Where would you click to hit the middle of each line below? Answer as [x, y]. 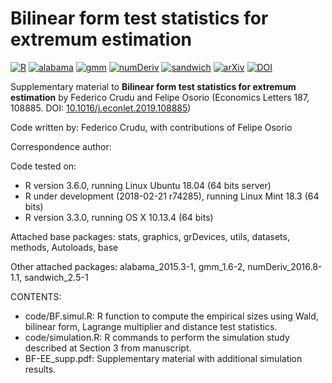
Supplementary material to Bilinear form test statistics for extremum [153, 86]
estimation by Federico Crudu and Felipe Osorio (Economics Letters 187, [160, 97]
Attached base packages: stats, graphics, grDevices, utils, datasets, [150, 236]
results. [40, 369]
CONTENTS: [36, 296]
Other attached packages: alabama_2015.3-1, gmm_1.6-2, [128, 266]
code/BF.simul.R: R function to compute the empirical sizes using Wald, [171, 316]
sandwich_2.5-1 [56, 277]
